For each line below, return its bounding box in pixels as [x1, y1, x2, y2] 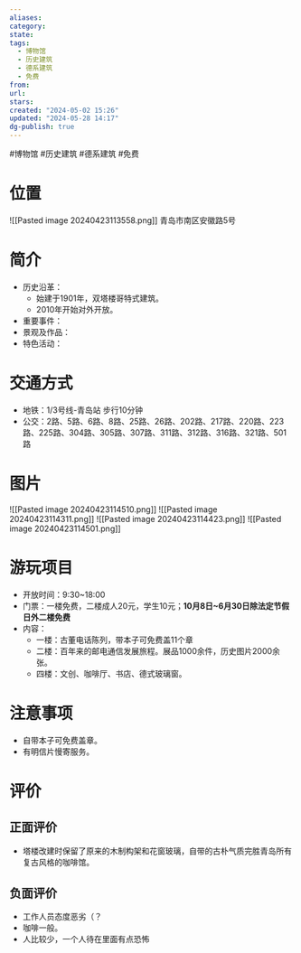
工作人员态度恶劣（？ [22, 911, 102, 922]
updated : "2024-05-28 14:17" [9, 114, 119, 123]
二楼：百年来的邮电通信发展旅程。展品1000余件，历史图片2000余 [35, 645, 280, 656]
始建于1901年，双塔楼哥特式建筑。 [35, 293, 165, 304]
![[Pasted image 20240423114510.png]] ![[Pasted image [9, 503, 218, 515]
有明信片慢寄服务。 [22, 746, 95, 757]
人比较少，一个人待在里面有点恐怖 [22, 934, 150, 945]
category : [9, 22, 47, 31]
